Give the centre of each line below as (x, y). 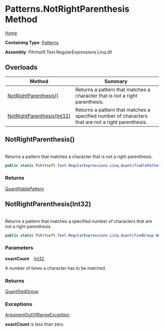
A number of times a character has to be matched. (56, 268)
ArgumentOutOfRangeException (37, 315)
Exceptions (19, 304)
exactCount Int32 (25, 258)
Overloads (21, 67)
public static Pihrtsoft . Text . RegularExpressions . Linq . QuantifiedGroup (79, 235)
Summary (116, 81)
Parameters (19, 248)
